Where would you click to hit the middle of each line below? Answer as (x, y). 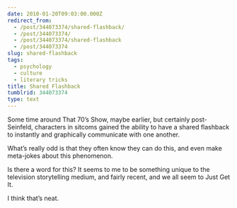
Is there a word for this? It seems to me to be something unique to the (109, 169)
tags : (15, 60)
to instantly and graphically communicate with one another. (94, 134)
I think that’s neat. (33, 198)
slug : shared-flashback (42, 54)
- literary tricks (41, 80)
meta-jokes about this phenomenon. (60, 156)
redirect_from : (30, 21)
